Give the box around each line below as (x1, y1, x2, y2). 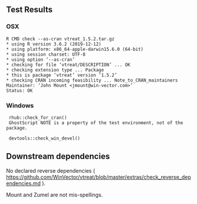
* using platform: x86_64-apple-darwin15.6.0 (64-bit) (6, 46, 144, 52)
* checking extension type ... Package (6, 67, 104, 73)
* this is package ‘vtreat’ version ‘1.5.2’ (6, 72, 117, 78)
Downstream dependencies (6, 151, 110, 161)
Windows (6, 101, 34, 109)
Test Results (6, 5, 53, 15)
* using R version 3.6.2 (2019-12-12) (6, 41, 101, 47)
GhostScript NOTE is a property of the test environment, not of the (8, 119, 183, 126)
